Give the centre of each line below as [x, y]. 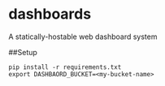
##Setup [23, 52]
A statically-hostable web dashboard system [83, 37]
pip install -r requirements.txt [65, 67]
